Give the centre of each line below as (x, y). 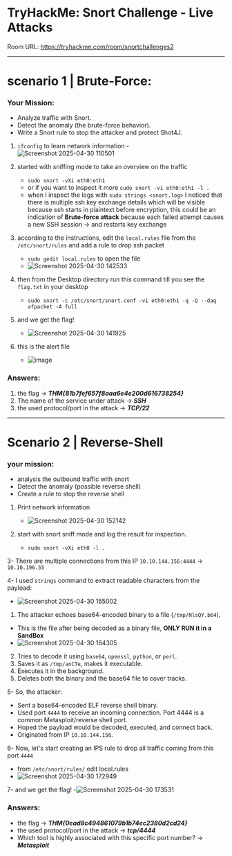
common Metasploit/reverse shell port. (72, 720)
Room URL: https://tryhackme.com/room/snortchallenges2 (90, 46)
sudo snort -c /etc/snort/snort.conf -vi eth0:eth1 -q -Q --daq (122, 301)
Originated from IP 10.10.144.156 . (65, 735)
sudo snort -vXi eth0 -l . (66, 548)
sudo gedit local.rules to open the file (84, 259)
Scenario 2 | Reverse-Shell (85, 442)
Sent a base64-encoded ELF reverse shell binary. (88, 706)
